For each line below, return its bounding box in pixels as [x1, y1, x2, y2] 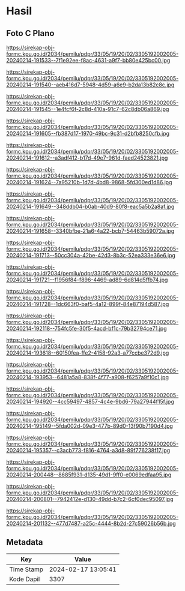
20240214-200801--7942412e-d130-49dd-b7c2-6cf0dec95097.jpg [6, 496, 174, 502]
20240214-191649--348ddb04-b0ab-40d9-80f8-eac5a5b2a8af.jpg [6, 203, 175, 210]
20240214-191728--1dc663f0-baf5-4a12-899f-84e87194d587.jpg [6, 301, 169, 307]
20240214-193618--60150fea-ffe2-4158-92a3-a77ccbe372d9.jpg [6, 349, 169, 356]
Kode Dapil [9, 575, 40, 583]
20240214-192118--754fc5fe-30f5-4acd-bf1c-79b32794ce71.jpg [6, 325, 167, 332]
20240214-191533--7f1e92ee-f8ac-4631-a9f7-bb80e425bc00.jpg [6, 57, 171, 64]
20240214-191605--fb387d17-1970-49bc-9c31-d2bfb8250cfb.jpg [6, 130, 170, 137]
